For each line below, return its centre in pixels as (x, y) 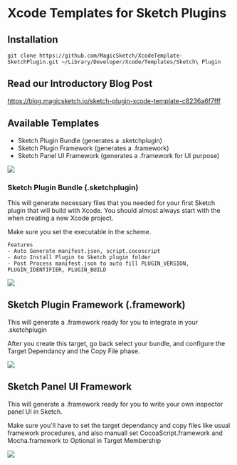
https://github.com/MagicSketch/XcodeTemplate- (111, 56)
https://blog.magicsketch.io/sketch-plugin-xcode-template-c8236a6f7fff (114, 100)
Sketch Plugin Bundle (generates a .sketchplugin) (90, 140)
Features (20, 245)
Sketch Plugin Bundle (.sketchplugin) (73, 187)
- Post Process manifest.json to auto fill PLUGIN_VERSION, (99, 263)
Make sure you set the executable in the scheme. (79, 231)
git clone (22, 56)
